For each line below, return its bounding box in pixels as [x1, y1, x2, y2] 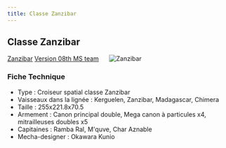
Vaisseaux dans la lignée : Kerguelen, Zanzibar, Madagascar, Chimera [17, 95, 220, 103]
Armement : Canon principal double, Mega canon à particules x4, [17, 110, 207, 119]
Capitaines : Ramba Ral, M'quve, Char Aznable [17, 125, 152, 133]
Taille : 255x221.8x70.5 [17, 103, 84, 111]
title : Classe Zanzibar [7, 10, 77, 17]
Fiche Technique [7, 72, 65, 82]
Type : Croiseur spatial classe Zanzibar [17, 88, 131, 96]
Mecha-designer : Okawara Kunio [17, 132, 115, 140]
